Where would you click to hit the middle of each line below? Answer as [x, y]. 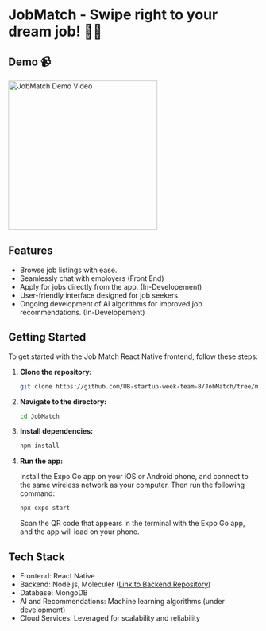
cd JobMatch [39, 416]
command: [37, 493]
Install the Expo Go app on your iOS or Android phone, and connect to [134, 477]
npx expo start [45, 508]
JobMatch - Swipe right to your [113, 15]
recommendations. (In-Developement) [82, 312]
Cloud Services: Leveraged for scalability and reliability [110, 617]
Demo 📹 [30, 62]
